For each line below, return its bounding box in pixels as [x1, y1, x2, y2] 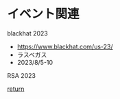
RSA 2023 [7, 71, 36, 79]
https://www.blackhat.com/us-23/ [16, 42, 113, 51]
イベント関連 [7, 6, 80, 22]
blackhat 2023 [7, 29, 48, 38]
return [7, 85, 25, 93]
